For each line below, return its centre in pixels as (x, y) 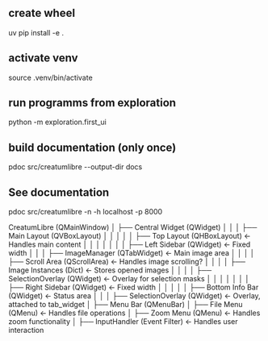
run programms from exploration (92, 103)
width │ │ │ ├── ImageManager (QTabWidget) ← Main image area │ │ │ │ (132, 253)
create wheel (42, 13)
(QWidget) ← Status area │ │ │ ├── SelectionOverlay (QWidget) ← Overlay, (134, 296)
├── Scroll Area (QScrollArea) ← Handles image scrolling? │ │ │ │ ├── (127, 262)
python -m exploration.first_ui (57, 122)
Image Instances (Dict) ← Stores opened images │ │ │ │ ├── (110, 270)
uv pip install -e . (36, 32)
